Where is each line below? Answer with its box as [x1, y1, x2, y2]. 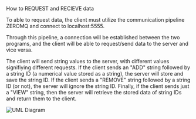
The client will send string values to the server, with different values [6, 58, 170, 64]
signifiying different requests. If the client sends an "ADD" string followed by [6, 64, 191, 71]
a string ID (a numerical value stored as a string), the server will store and [6, 70, 184, 77]
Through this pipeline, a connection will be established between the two [6, 34, 180, 40]
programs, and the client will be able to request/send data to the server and [6, 40, 189, 47]
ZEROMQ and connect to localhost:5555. [6, 23, 104, 29]
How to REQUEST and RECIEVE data [6, 5, 94, 12]
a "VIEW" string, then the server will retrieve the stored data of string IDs [6, 89, 182, 96]
